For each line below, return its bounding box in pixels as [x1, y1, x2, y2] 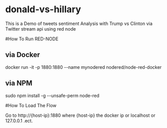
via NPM [5, 79, 33, 88]
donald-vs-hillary [5, 4, 81, 15]
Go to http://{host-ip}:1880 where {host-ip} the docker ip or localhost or [5, 112, 156, 118]
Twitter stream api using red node [5, 25, 76, 32]
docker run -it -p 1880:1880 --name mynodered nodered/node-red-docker [5, 64, 162, 70]
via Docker [5, 50, 40, 59]
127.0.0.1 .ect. [5, 117, 33, 123]
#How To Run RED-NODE [5, 36, 59, 42]
